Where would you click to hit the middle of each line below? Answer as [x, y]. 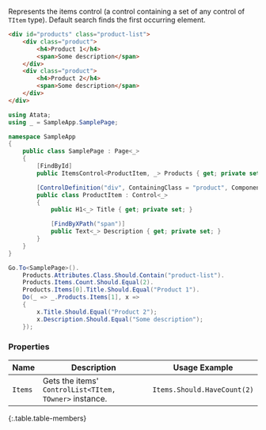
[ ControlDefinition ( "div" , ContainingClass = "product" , [132, 188]
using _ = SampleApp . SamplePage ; [63, 122]
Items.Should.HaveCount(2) [203, 390]
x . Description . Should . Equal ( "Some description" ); [120, 319]
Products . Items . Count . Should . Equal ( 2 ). [88, 283]
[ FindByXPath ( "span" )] [88, 224]
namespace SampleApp [42, 137]
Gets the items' [70, 381]
